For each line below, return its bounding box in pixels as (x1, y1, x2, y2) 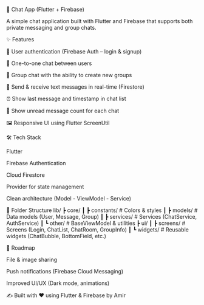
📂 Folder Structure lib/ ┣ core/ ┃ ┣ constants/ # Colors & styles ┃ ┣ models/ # (6, 207, 198, 214)
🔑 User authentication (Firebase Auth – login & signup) (6, 48, 142, 55)
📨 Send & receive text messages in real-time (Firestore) (6, 83, 144, 91)
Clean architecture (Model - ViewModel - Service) (6, 195, 132, 202)
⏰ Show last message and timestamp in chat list (6, 95, 126, 102)
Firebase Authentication (6, 160, 66, 166)
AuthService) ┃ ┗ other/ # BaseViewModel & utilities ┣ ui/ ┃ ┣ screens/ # (6, 219, 186, 227)
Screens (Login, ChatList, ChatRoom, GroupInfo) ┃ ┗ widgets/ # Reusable (6, 226, 189, 233)
